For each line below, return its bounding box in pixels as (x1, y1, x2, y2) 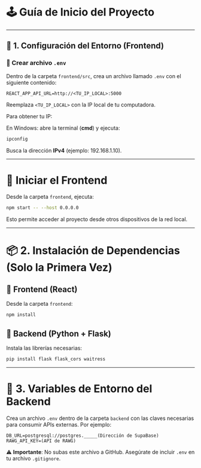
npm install (6, 312, 36, 318)
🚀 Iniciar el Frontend (6, 173, 108, 187)
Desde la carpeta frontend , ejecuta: (6, 193, 94, 201)
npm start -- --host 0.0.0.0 (6, 205, 79, 211)
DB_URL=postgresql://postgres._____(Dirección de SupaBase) (6, 433, 160, 439)
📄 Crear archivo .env (6, 59, 66, 67)
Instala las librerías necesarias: (6, 344, 83, 351)
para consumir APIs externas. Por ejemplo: (6, 421, 112, 428)
